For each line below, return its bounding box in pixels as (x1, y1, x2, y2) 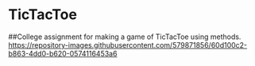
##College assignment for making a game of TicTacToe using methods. (8, 32, 241, 41)
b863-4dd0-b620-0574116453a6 (8, 49, 118, 58)
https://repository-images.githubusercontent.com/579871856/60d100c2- (8, 40, 248, 49)
